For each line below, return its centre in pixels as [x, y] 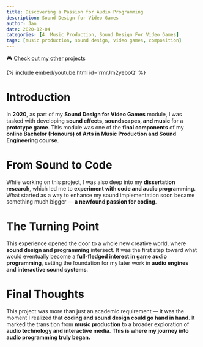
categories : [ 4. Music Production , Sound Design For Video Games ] [93, 35]
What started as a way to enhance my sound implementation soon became [101, 195]
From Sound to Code [59, 165]
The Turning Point [53, 227]
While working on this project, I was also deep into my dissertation [91, 182]
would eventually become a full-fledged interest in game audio [87, 256]
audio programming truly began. [48, 337]
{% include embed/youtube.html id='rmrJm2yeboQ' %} [76, 72]
